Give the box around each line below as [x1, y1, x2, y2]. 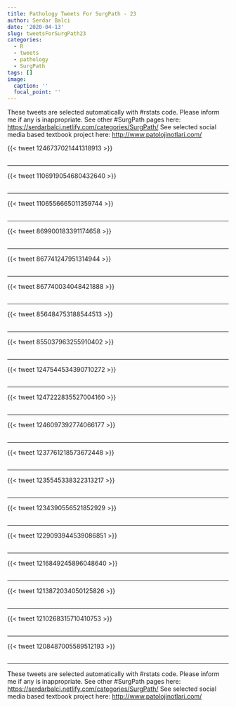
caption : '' [13, 82, 49, 89]
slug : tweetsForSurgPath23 [7, 30, 86, 37]
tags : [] [7, 69, 33, 76]
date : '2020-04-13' [7, 23, 65, 30]
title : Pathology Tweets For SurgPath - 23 [7, 10, 137, 18]
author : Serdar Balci [7, 17, 71, 24]
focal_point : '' [13, 89, 61, 96]
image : [7, 75, 27, 83]
